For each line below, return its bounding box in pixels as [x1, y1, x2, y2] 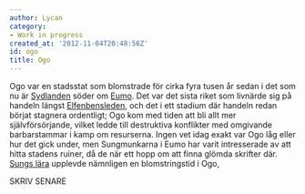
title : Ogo [9, 56, 51, 65]
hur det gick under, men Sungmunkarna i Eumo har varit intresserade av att [9, 138, 291, 149]
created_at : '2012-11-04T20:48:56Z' [9, 38, 148, 48]
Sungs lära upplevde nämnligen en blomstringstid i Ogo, [9, 158, 220, 168]
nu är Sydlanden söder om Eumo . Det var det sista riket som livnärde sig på [9, 90, 292, 101]
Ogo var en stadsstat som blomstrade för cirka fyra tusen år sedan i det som [9, 81, 296, 91]
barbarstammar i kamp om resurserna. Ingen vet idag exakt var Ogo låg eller [9, 129, 296, 139]
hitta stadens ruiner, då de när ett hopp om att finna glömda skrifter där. [9, 148, 278, 159]
